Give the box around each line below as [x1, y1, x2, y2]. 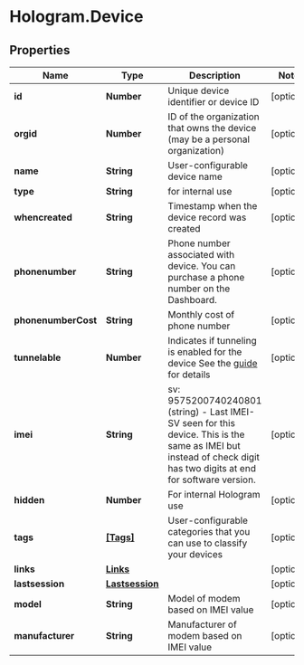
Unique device [167, 84, 230, 97]
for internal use [167, 185, 233, 197]
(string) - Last [167, 405, 229, 418]
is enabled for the [167, 346, 242, 358]
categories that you [167, 526, 251, 537]
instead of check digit [167, 451, 261, 463]
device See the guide [167, 357, 258, 369]
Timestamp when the [167, 200, 258, 212]
